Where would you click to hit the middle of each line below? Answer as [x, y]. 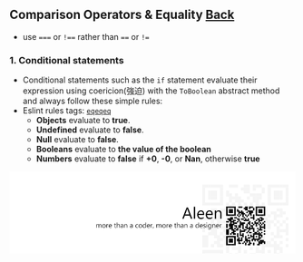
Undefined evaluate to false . [90, 130]
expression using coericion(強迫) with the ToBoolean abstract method [151, 91]
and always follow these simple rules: [93, 101]
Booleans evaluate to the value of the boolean [123, 150]
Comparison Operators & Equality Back [122, 15]
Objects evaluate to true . [83, 121]
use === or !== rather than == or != [86, 36]
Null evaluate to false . [78, 140]
